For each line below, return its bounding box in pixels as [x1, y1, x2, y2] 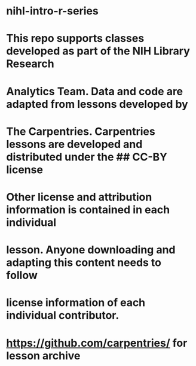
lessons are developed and [6, 137, 143, 151]
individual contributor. [6, 308, 120, 322]
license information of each [6, 296, 146, 310]
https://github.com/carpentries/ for [6, 336, 188, 350]
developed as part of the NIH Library [6, 44, 190, 58]
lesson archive [6, 349, 81, 362]
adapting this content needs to [6, 256, 162, 270]
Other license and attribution [6, 190, 152, 204]
